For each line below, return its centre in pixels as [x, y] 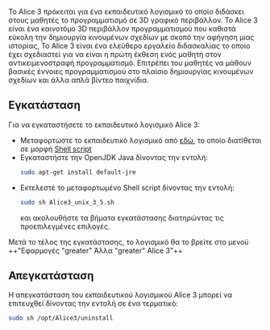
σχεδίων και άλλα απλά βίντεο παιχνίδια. [79, 80]
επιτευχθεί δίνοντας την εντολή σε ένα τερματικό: [93, 303]
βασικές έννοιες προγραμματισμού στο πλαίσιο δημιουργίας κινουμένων [131, 71]
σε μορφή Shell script [56, 149]
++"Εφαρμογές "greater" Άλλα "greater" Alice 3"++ [96, 250]
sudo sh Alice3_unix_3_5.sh [67, 202]
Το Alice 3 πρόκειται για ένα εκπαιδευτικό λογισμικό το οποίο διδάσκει [126, 12]
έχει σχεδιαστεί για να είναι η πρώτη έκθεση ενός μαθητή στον [115, 54]
